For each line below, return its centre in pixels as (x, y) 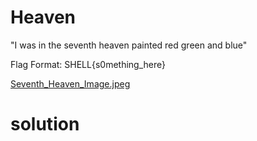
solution (45, 124)
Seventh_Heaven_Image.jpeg (70, 83)
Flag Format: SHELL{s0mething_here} (88, 64)
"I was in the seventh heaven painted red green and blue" (129, 45)
